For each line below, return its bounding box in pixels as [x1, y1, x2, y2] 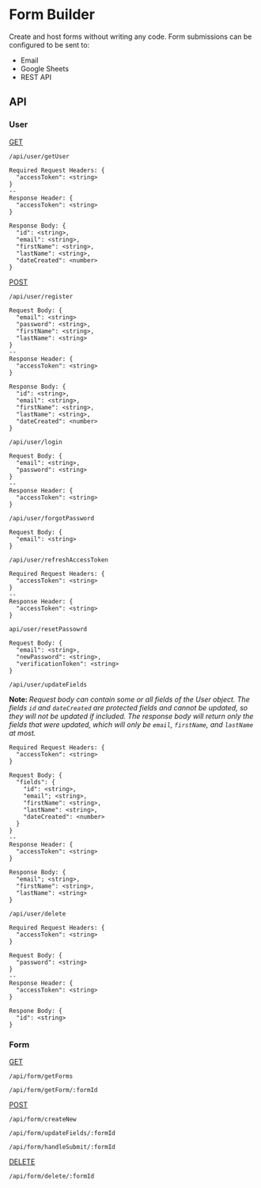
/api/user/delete [9, 909, 66, 918]
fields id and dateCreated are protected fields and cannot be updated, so [9, 703, 248, 712]
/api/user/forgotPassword [9, 514, 94, 522]
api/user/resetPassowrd [9, 625, 88, 633]
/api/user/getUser [9, 152, 70, 160]
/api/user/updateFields [9, 680, 88, 688]
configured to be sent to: [9, 40, 90, 49]
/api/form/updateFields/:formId [9, 1129, 115, 1137]
